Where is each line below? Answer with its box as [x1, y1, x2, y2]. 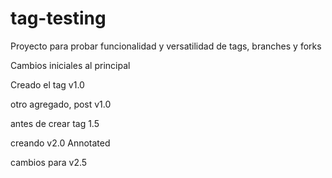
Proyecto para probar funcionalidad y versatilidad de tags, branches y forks [10, 40, 322, 52]
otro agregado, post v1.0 [10, 98, 112, 110]
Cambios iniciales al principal [10, 59, 131, 71]
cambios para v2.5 [10, 156, 88, 168]
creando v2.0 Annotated [10, 137, 111, 149]
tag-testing [10, 7, 107, 30]
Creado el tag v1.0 [10, 78, 85, 91]
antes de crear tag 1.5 [10, 117, 100, 129]
